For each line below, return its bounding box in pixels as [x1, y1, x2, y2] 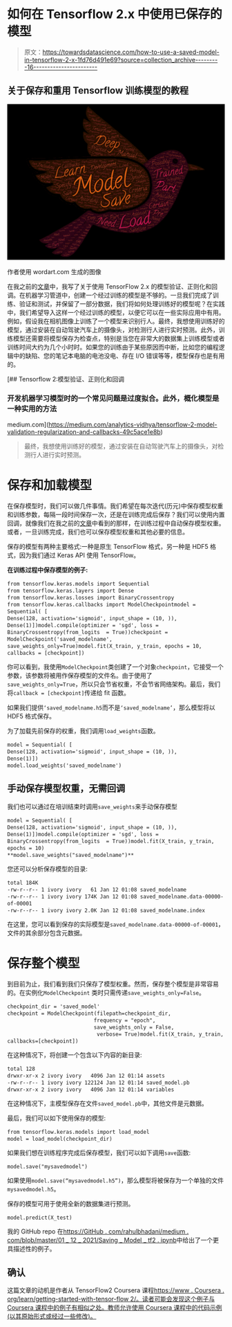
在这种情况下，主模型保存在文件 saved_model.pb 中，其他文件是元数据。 [7, 1099, 209, 1108]
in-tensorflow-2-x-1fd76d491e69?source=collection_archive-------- [23, 55, 218, 64]
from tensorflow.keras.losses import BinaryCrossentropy [7, 594, 175, 601]
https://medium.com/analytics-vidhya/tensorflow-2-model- [48, 420, 217, 428]
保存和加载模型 [7, 478, 93, 494]
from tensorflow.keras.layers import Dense [7, 587, 135, 594]
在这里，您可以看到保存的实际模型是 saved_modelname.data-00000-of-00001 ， [7, 920, 224, 928]
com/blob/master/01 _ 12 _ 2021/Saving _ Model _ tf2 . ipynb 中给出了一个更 [7, 1236, 220, 1244]
